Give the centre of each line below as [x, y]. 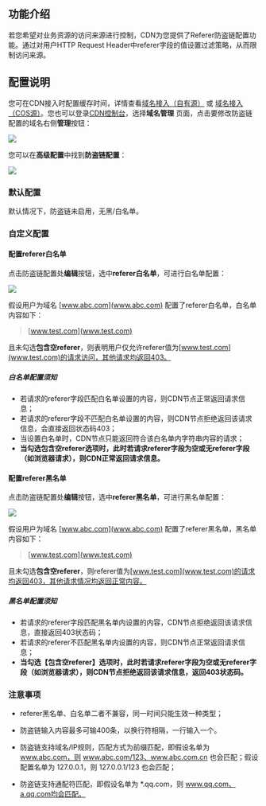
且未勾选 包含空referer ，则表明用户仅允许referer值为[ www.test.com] [120, 348]
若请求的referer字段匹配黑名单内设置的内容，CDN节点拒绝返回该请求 [133, 622]
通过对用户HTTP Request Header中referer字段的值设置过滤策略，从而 [136, 45]
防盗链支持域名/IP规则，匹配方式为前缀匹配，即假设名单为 [115, 747]
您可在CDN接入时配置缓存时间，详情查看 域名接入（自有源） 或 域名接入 [126, 103]
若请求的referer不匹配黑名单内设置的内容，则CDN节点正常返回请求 [129, 642]
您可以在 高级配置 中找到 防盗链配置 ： [67, 154]
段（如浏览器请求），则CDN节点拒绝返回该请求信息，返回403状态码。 [133, 672]
